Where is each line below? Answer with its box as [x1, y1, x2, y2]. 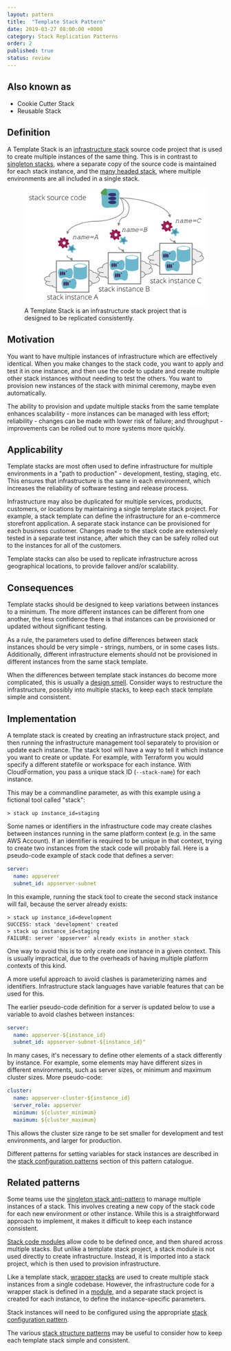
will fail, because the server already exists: [7, 900, 128, 908]
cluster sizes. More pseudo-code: [7, 1073, 103, 1082]
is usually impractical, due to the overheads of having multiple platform [7, 954, 208, 962]
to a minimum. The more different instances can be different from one [7, 608, 205, 616]
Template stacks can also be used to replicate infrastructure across [7, 555, 198, 563]
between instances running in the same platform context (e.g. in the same [7, 829, 217, 838]
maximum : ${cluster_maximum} [13, 1116, 97, 1123]
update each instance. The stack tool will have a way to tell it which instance [7, 746, 223, 754]
